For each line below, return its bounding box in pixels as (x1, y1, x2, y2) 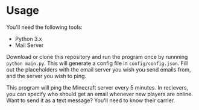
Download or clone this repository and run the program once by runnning (6, 53, 188, 60)
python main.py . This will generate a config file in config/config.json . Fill (6, 60, 188, 67)
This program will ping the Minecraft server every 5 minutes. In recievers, (6, 84, 189, 91)
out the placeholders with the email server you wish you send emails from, (6, 66, 191, 73)
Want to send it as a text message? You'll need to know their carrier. (6, 97, 175, 104)
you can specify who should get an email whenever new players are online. (6, 90, 194, 97)
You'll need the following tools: (6, 23, 83, 31)
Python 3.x (14, 35, 42, 42)
